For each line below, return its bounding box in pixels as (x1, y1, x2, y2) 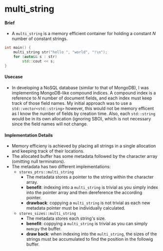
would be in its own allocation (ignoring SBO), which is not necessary (11, 116, 151, 121)
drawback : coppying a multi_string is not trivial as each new (26, 200, 151, 206)
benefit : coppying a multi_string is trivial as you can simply (26, 221, 148, 227)
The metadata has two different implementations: (11, 164, 111, 170)
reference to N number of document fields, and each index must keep (11, 95, 152, 101)
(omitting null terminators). (11, 158, 65, 164)
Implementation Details (4, 132, 53, 138)
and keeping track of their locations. (11, 148, 85, 154)
